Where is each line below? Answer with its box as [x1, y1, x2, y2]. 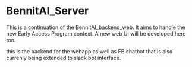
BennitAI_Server [6, 4, 89, 18]
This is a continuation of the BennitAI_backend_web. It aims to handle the [6, 24, 185, 31]
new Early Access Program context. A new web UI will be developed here [6, 30, 186, 37]
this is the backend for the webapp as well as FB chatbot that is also [6, 47, 173, 55]
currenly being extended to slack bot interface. [6, 54, 121, 61]
